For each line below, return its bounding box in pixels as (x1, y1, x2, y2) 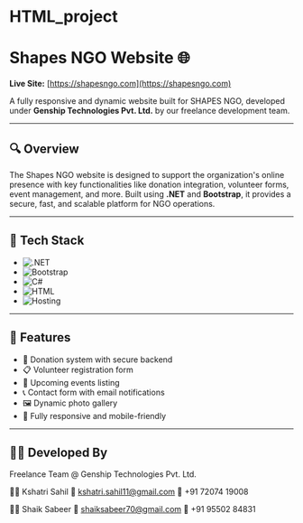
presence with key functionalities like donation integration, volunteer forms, (9, 179, 289, 190)
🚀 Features (9, 330, 71, 345)
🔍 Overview (9, 141, 79, 156)
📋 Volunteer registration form (22, 364, 133, 375)
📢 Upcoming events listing (22, 377, 120, 388)
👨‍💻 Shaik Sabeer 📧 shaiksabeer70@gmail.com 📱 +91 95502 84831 (9, 504, 256, 515)
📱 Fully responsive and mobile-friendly (22, 410, 167, 421)
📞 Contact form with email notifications (22, 387, 165, 397)
